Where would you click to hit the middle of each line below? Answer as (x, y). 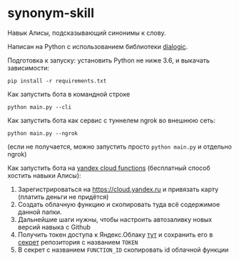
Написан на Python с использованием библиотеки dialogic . (98, 46)
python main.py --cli (40, 107)
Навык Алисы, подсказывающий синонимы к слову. (87, 33)
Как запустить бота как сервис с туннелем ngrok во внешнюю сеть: (112, 120)
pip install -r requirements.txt (57, 81)
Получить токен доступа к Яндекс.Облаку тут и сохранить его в (115, 234)
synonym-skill (51, 13)
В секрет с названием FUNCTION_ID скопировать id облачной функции (123, 250)
